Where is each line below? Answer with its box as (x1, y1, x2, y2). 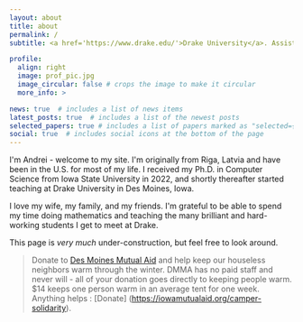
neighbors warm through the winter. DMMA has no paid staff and (31, 264, 273, 275)
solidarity (31, 303, 67, 314)
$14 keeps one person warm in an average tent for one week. (31, 283, 260, 294)
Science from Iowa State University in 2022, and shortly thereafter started (9, 173, 284, 185)
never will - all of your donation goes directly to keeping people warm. (31, 274, 293, 285)
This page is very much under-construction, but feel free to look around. (9, 237, 279, 248)
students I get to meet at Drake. (41, 220, 160, 231)
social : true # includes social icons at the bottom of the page (9, 130, 264, 139)
